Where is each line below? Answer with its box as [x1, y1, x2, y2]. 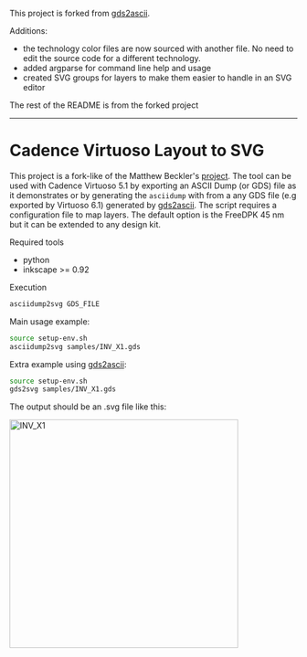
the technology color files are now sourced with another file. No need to [22, 43, 294, 54]
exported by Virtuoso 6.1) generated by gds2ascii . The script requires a [9, 199, 277, 210]
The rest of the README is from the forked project [9, 100, 199, 111]
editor [22, 82, 46, 92]
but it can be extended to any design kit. [9, 218, 162, 229]
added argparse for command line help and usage [22, 63, 212, 73]
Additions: [9, 26, 48, 36]
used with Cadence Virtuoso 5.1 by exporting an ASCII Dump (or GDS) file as [9, 180, 297, 191]
